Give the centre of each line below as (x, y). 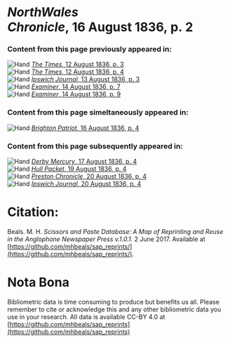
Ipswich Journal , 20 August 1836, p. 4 (86, 184)
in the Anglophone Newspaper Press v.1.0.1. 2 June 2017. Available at (106, 239)
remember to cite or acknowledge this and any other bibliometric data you (114, 309)
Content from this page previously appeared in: (89, 49)
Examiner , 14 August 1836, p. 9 (76, 94)
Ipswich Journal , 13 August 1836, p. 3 (86, 79)
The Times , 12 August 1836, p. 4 (78, 72)
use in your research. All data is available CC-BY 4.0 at (86, 316)
